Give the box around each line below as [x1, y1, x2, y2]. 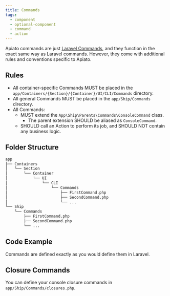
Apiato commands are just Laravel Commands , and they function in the [5, 46, 155, 51]
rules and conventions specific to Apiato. [5, 56, 92, 62]
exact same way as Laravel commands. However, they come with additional [5, 51, 165, 57]
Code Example [5, 238, 53, 246]
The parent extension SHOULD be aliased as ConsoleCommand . [28, 117, 157, 123]
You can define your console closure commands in [5, 280, 113, 286]
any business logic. [20, 128, 61, 134]
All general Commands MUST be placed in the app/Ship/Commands [12, 95, 151, 101]
